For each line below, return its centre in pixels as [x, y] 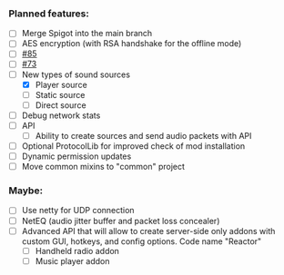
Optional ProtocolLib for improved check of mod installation [133, 146]
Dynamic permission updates [76, 156]
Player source [61, 84]
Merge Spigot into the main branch [87, 34]
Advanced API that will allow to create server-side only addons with [148, 231]
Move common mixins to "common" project [103, 167]
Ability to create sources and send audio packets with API [143, 135]
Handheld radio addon [77, 250]
